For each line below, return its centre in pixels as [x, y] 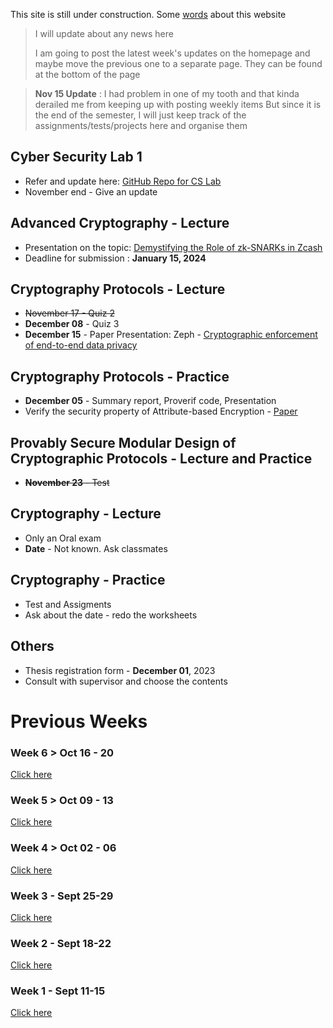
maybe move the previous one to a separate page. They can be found [178, 63]
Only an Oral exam [63, 538]
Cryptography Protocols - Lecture [118, 289]
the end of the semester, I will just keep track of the [140, 115]
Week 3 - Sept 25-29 [62, 896]
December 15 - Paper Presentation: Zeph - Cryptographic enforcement [171, 335]
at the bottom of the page [87, 74]
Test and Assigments [68, 604]
